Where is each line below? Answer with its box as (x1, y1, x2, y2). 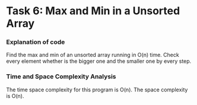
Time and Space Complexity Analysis (6, 72, 117, 81)
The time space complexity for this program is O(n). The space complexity (6, 86, 188, 93)
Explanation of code (6, 38, 65, 46)
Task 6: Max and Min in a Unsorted (6, 4, 180, 18)
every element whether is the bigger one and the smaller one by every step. (6, 58, 192, 65)
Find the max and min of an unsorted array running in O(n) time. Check (6, 52, 179, 59)
